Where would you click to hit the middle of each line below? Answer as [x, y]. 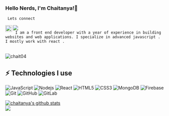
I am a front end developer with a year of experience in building [88, 33]
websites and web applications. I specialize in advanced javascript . [83, 37]
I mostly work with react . [35, 42]
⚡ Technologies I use [39, 73]
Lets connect [21, 19]
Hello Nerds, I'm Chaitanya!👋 [41, 8]
